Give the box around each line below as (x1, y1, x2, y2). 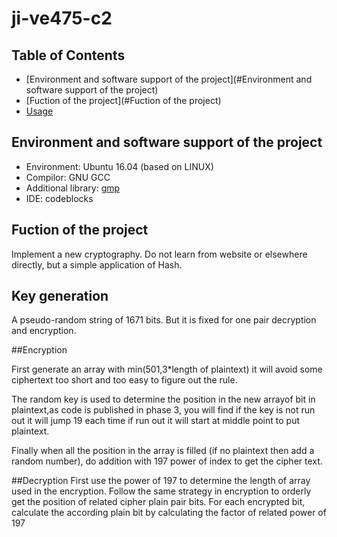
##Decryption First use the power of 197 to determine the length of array (11, 475, 311, 487)
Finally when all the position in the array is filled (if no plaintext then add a (11, 445, 315, 457)
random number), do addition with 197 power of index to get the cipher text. (11, 455, 323, 467)
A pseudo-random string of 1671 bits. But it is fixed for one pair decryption (11, 314, 317, 326)
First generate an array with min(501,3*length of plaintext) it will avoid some (11, 363, 323, 376)
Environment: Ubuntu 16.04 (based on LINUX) (25, 160, 214, 172)
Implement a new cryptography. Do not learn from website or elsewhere (11, 248, 308, 260)
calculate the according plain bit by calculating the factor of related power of (11, 507, 327, 519)
